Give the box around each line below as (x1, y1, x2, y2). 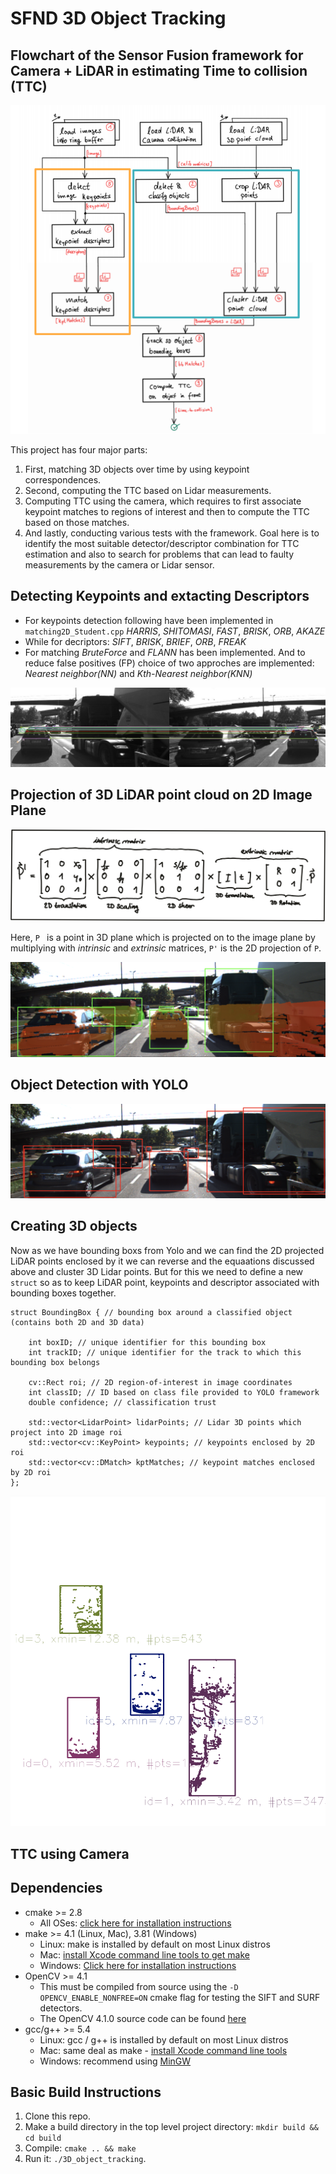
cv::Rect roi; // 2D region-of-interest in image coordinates (28, 1377, 293, 1387)
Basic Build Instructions (10, 2083, 162, 2101)
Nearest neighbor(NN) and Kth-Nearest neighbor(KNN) (24, 667, 253, 679)
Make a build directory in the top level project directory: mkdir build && (24, 2121, 319, 2133)
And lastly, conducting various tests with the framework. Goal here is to (24, 527, 320, 539)
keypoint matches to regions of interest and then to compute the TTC (24, 506, 310, 517)
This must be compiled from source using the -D (39, 1980, 239, 1992)
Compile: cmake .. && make (24, 2142, 137, 2154)
